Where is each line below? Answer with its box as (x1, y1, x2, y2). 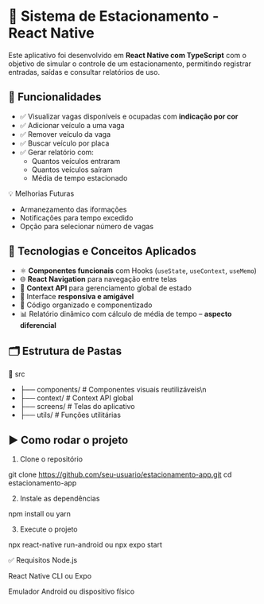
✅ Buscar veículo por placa (19, 138, 110, 148)
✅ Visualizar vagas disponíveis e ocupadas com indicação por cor (19, 111, 239, 121)
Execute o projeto (19, 524, 78, 534)
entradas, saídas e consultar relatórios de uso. (8, 67, 161, 76)
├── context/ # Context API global (19, 393, 134, 403)
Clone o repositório (19, 454, 83, 464)
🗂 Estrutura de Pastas (8, 344, 122, 357)
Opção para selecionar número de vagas (19, 221, 153, 231)
